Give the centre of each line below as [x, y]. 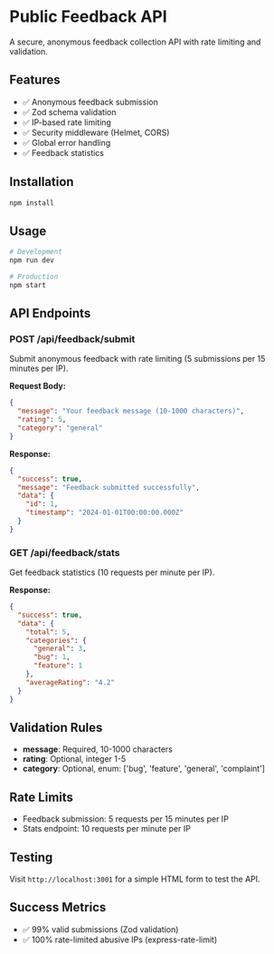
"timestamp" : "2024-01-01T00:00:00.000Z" [104, 513]
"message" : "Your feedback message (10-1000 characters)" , [131, 411]
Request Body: [38, 386]
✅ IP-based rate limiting [66, 122]
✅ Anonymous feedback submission [90, 102]
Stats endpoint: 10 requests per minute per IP [107, 829]
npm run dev [32, 260]
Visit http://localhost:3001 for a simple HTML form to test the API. [135, 879]
